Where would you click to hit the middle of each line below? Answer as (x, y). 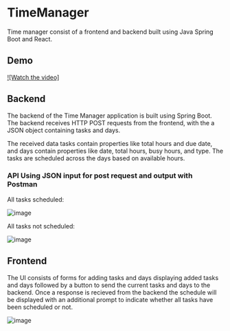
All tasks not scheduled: (41, 226)
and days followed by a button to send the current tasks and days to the (109, 285)
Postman (22, 184)
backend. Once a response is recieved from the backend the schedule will (112, 292)
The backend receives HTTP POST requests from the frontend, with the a (111, 122)
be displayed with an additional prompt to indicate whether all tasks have (110, 299)
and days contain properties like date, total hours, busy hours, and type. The (115, 151)
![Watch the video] (33, 77)
